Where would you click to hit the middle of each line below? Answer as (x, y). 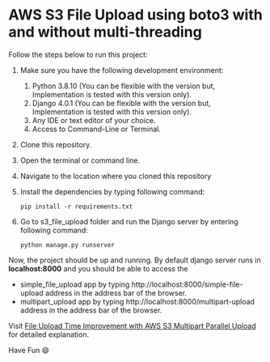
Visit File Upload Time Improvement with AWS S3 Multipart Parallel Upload (132, 326)
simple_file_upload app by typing (75, 284)
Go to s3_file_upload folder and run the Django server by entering (129, 221)
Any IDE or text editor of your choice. (94, 120)
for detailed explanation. (49, 334)
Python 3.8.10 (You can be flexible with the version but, (124, 86)
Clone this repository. (56, 144)
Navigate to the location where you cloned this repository (116, 176)
